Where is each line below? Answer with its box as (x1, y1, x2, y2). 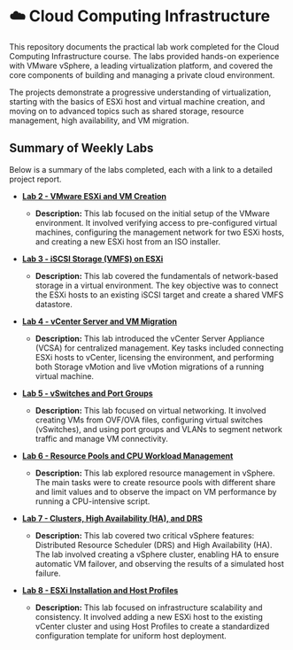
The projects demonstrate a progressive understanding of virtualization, (9, 87, 272, 97)
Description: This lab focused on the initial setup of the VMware (35, 208, 270, 219)
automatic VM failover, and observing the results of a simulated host (35, 558, 285, 569)
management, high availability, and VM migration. (9, 115, 189, 126)
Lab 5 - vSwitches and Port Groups (21, 388, 153, 399)
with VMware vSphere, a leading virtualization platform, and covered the (9, 60, 274, 71)
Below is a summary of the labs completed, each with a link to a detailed (9, 164, 273, 174)
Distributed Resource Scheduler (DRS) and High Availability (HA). (35, 539, 273, 550)
